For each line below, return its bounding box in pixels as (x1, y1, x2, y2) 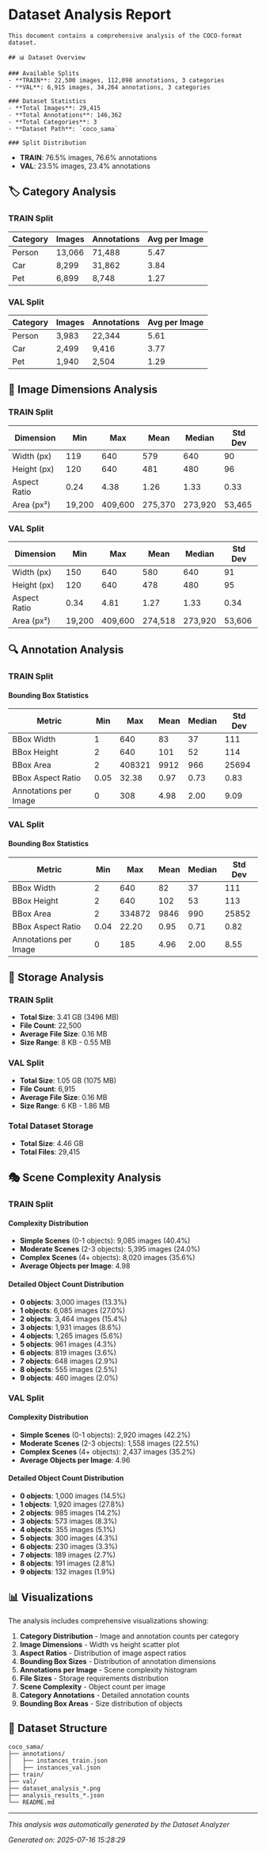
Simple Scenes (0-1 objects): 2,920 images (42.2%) (19, 1430, 191, 1439)
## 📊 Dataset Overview (8, 53, 85, 61)
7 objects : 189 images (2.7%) (19, 1550, 116, 1559)
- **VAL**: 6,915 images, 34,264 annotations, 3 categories (8, 83, 211, 91)
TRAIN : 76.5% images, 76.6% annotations (19, 152, 158, 162)
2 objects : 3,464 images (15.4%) (19, 1314, 127, 1324)
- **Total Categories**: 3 (8, 117, 97, 126)
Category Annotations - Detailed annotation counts (19, 1690, 190, 1700)
